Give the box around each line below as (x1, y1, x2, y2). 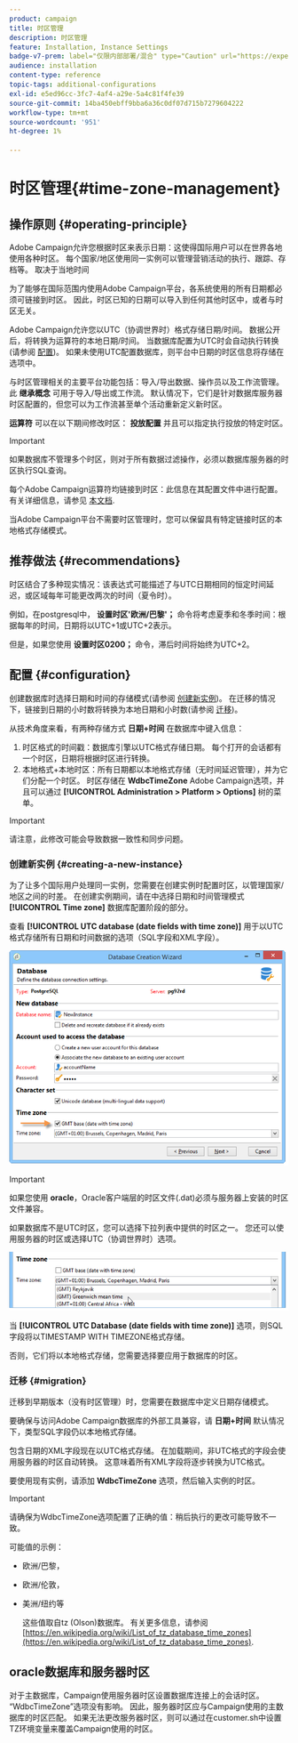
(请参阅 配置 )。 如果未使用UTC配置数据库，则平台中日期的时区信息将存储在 (9, 347, 285, 357)
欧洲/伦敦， (21, 1579, 65, 1590)
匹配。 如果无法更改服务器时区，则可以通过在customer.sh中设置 (47, 1712, 282, 1723)
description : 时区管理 (9, 33, 88, 42)
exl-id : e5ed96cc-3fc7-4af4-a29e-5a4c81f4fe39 (9, 89, 184, 98)
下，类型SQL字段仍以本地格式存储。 (9, 1426, 142, 1437)
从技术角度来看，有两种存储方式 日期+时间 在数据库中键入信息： (9, 722, 245, 733)
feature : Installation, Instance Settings (9, 43, 169, 52)
